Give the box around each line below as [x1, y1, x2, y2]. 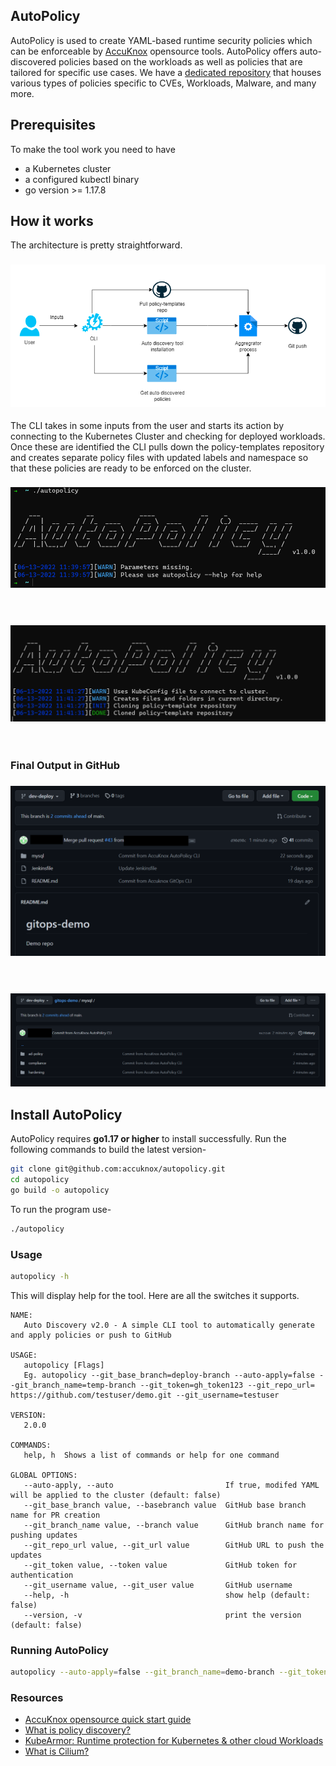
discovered [10, 55, 57, 68]
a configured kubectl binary [24, 173, 140, 185]
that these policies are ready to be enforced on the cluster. [10, 462, 252, 474]
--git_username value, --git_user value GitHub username [23, 1580, 293, 1590]
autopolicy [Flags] [23, 1360, 105, 1370]
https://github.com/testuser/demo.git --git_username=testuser [10, 1390, 280, 1400]
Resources [10, 1691, 64, 1705]
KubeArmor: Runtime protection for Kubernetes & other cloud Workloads [24, 1735, 324, 1747]
